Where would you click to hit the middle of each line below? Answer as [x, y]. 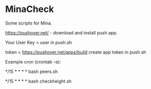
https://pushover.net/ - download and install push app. [61, 32]
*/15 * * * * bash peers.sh [32, 71]
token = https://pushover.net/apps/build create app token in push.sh [76, 52]
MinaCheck [30, 9]
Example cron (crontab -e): [33, 61]
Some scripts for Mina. [29, 23]
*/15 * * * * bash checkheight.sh [38, 81]
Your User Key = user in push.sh [39, 42]
